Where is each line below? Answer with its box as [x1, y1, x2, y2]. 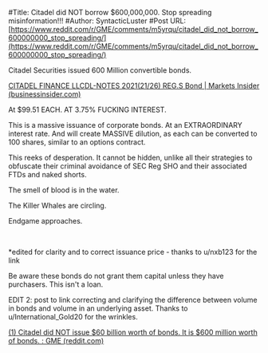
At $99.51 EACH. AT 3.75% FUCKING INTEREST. [8, 105, 167, 114]
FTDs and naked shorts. [8, 170, 87, 179]
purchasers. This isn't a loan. [8, 280, 104, 289]
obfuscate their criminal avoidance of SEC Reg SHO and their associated [8, 161, 247, 171]
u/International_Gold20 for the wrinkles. [8, 312, 138, 321]
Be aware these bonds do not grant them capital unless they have [8, 272, 224, 280]
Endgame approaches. [8, 216, 83, 225]
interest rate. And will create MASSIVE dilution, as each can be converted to [8, 129, 258, 138]
